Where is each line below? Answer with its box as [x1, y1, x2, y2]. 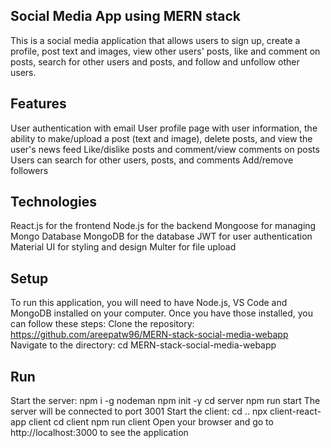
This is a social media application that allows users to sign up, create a [10, 34, 301, 46]
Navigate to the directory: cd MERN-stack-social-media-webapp [10, 339, 277, 351]
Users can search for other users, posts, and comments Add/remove [10, 154, 294, 166]
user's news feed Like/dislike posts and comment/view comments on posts [10, 143, 320, 155]
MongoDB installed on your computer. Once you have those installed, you [10, 307, 314, 319]
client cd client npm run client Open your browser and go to [28, 416, 274, 428]
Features [10, 95, 67, 113]
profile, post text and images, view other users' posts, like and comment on [10, 45, 321, 57]
